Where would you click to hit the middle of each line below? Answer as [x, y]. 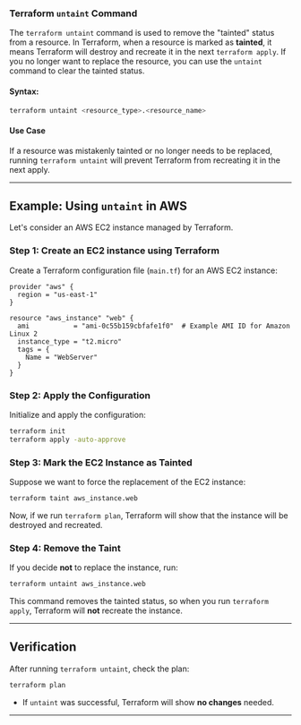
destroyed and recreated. [56, 525]
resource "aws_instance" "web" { [72, 318]
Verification [43, 647]
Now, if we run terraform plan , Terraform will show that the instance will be [149, 515]
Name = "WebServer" [62, 357]
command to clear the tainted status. [77, 71]
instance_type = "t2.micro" [70, 341]
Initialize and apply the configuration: [77, 414]
